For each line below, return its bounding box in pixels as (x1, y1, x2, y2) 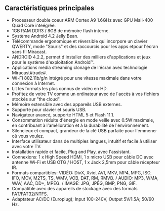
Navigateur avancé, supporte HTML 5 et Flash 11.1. (11, 111, 115, 118)
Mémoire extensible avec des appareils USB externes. (11, 101, 122, 107)
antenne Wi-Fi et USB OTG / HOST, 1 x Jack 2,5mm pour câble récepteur (11, 159, 160, 165)
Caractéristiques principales (4, 4, 94, 12)
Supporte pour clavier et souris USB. (11, 106, 87, 112)
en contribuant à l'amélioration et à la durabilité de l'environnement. (11, 122, 150, 128)
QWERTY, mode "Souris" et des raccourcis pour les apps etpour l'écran (11, 43, 159, 49)
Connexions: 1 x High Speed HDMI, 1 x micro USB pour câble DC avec (11, 154, 154, 160)
